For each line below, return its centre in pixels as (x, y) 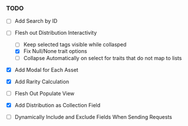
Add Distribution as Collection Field (57, 105)
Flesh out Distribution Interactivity (56, 33)
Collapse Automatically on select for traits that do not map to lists (103, 58)
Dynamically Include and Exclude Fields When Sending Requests (93, 117)
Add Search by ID (36, 21)
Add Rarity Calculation (42, 81)
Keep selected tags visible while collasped (75, 45)
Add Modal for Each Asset (46, 69)
